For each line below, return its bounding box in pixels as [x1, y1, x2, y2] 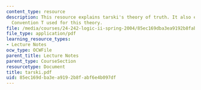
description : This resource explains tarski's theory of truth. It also [6, 14, 191, 20]
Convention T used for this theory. [11, 20, 103, 25]
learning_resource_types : [6, 36, 71, 42]
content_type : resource [6, 8, 66, 15]
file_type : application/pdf [6, 31, 77, 37]
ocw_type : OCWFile [6, 47, 52, 53]
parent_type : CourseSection [6, 58, 77, 64]
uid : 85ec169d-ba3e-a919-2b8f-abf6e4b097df [6, 75, 117, 81]
